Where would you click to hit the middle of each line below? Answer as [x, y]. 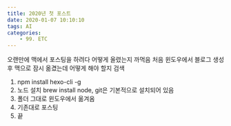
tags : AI [20, 26]
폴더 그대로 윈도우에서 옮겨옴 [56, 99]
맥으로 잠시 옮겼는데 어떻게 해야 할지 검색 [70, 68]
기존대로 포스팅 [38, 107]
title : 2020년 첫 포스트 [39, 13]
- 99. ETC [34, 39]
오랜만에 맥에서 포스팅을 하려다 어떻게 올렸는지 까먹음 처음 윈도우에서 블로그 [109, 60]
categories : [24, 33]
